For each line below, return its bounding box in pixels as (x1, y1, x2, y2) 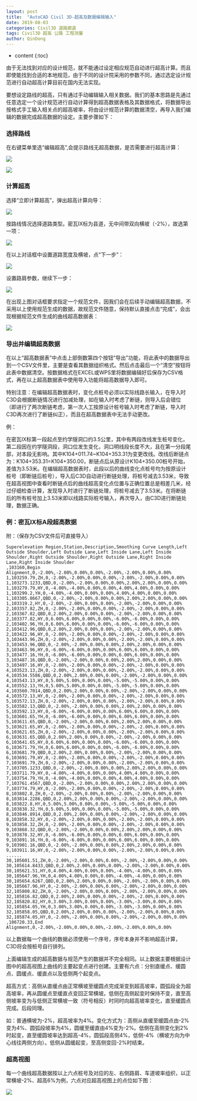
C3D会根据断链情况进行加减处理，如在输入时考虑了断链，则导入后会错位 (6, 396, 181, 403)
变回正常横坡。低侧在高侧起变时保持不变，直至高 (72, 990, 191, 997)
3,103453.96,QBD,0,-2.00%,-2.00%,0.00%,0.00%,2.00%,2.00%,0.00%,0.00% (6, 642, 182, 648)
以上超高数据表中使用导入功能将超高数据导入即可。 (26, 376, 150, 383)
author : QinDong (6, 36, 46, 42)
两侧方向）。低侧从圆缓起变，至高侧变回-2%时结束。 (21, 1039, 148, 1046)
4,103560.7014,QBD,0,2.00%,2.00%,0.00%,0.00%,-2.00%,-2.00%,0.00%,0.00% (6, 688, 188, 694)
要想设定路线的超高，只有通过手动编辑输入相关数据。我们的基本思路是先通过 (6, 92, 191, 98)
